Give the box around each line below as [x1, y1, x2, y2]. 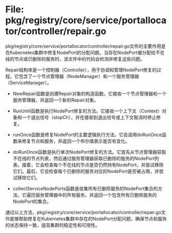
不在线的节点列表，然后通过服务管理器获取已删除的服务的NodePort [12, 155, 155, 161]
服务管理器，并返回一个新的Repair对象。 [12, 96, 99, 103]
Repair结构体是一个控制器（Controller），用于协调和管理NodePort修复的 [5, 67, 157, 73]
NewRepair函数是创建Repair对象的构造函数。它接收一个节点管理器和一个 [12, 90, 167, 96]
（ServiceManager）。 [5, 80, 52, 86]
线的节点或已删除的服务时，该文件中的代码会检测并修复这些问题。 [5, 55, 145, 62]
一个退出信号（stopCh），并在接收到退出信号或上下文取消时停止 [22, 114, 157, 120]
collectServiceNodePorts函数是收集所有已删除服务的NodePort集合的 [12, 185, 158, 191]
